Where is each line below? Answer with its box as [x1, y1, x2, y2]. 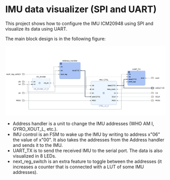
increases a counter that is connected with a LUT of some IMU [12, 164, 144, 170]
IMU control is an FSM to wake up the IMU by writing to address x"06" [12, 131, 160, 137]
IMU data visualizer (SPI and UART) [5, 4, 157, 15]
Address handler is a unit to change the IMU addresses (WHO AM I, [12, 121, 154, 127]
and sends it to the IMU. [12, 142, 63, 148]
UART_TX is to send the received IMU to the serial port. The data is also [12, 147, 163, 154]
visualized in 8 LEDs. [12, 153, 56, 159]
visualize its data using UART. [5, 25, 68, 32]
